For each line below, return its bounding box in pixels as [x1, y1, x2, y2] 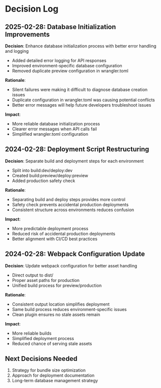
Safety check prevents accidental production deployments [12, 202, 129, 207]
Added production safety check [12, 178, 75, 184]
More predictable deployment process [12, 225, 88, 231]
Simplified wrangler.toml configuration [12, 131, 88, 137]
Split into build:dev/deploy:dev [12, 167, 73, 173]
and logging [5, 48, 29, 54]
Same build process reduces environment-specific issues [12, 306, 127, 312]
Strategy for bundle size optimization [12, 367, 86, 373]
